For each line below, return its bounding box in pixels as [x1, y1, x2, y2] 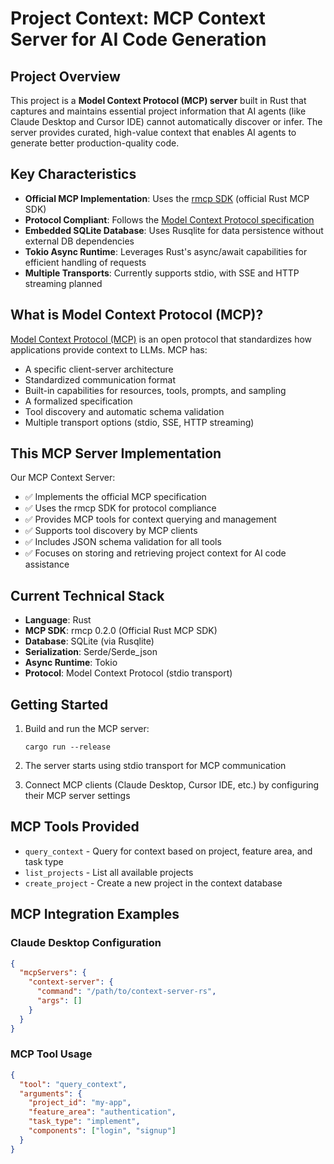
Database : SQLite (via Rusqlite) [24, 635, 155, 647]
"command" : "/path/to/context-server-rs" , [36, 987, 217, 997]
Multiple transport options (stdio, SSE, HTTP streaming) [24, 416, 255, 428]
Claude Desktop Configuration [10, 936, 162, 950]
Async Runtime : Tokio [24, 657, 118, 669]
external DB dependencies [24, 235, 135, 247]
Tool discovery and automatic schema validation [24, 405, 225, 417]
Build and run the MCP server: [24, 723, 150, 735]
